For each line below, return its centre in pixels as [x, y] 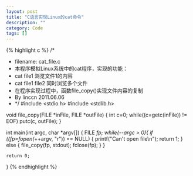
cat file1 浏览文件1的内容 [44, 76]
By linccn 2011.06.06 [39, 97]
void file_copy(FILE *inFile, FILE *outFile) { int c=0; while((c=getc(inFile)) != [97, 115]
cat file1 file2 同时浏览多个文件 [51, 84]
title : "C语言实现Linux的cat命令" [45, 17]
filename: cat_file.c [37, 62]
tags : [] [17, 34]
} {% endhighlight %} [32, 167]
